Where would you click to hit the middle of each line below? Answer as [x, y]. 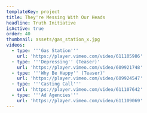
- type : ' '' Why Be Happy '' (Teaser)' [59, 73]
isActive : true [25, 28]
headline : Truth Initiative [41, 23]
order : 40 [19, 34]
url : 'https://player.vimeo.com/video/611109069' [80, 100]
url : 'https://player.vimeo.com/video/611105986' [80, 56]
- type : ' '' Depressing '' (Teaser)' [56, 62]
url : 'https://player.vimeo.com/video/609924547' [80, 78]
